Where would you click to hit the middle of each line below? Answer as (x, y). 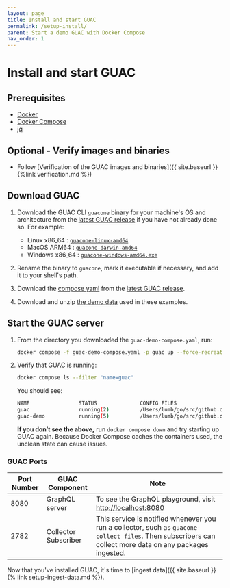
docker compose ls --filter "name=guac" (75, 378)
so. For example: (40, 227)
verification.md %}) (65, 174)
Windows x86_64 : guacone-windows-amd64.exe (92, 255)
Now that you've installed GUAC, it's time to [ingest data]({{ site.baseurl (108, 570)
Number (25, 488)
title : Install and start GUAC (52, 20)
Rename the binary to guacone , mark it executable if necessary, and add (118, 268)
